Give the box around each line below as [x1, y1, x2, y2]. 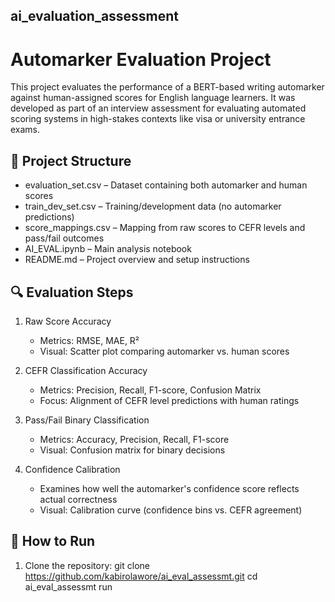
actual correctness [39, 493, 118, 505]
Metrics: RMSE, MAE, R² [39, 334, 140, 346]
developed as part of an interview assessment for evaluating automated [10, 102, 307, 114]
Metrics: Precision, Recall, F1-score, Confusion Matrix [39, 384, 262, 396]
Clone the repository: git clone [24, 559, 150, 571]
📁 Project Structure [10, 152, 132, 169]
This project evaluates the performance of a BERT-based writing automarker [10, 81, 325, 93]
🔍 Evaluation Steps [10, 284, 134, 301]
